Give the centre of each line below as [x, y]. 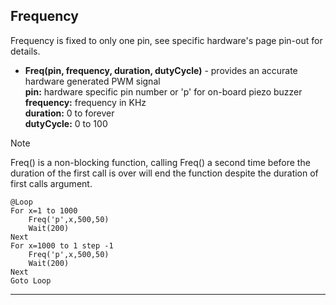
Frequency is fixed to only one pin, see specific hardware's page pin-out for [166, 40]
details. [25, 51]
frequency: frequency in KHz [85, 102]
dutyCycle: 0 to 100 [66, 123]
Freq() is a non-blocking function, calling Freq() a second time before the [160, 162]
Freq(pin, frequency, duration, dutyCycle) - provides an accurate [161, 70]
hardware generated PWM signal [92, 81]
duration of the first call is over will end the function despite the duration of [164, 173]
